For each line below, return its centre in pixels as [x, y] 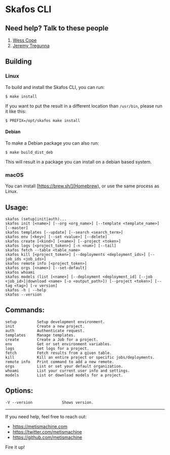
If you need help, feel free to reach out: [46, 416]
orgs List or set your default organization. [64, 366]
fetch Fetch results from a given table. [59, 353]
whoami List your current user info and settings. [68, 371]
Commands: [25, 310]
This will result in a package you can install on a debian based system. [78, 161]
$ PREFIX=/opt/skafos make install [43, 120]
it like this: [16, 111]
